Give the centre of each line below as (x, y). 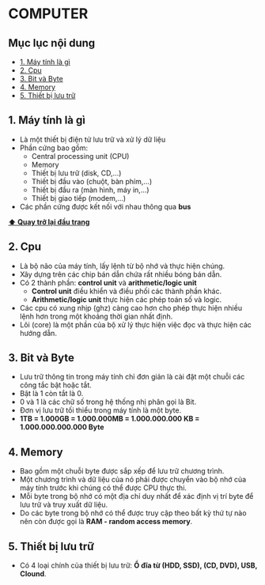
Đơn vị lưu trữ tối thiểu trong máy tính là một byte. (100, 410)
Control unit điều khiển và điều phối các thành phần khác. (127, 291)
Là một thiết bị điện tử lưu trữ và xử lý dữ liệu (93, 139)
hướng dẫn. (38, 333)
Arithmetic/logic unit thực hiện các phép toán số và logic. (127, 299)
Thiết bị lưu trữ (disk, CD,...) (76, 173)
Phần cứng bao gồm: (54, 148)
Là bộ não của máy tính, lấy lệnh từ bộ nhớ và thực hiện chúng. (122, 266)
